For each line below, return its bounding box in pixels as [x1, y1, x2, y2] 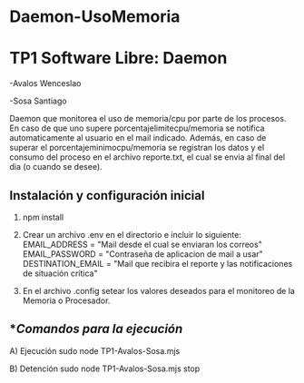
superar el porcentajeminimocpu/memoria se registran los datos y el [9, 142, 265, 153]
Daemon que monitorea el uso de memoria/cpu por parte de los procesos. [9, 113, 287, 124]
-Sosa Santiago [9, 95, 67, 106]
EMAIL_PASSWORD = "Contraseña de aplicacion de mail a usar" [22, 248, 263, 260]
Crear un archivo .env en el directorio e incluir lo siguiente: [22, 229, 242, 240]
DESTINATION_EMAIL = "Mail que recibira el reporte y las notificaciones [22, 258, 293, 269]
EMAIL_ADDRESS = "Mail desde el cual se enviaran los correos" [22, 239, 263, 250]
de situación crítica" [22, 268, 98, 279]
